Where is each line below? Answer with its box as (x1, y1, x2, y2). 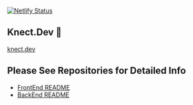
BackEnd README (17, 90, 70, 99)
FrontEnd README (17, 83, 70, 91)
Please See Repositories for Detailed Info (7, 65, 186, 77)
